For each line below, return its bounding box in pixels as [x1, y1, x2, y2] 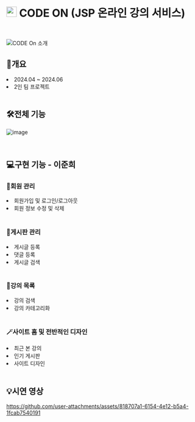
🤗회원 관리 [6, 182, 35, 190]
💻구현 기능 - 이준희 [6, 159, 76, 169]
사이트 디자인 [14, 360, 46, 368]
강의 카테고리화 [14, 304, 51, 311]
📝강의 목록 [6, 281, 35, 290]
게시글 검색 [14, 258, 41, 265]
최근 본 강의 [14, 344, 42, 352]
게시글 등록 [14, 243, 41, 250]
